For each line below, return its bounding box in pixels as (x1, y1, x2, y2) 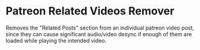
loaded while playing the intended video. (5, 37, 107, 44)
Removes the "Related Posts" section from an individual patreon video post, (5, 24, 195, 31)
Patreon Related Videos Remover (5, 4, 175, 18)
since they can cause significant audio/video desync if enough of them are (5, 30, 192, 37)
